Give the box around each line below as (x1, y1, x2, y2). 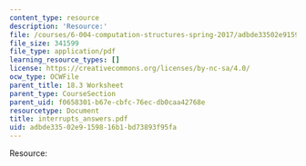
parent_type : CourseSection (9, 89, 117, 98)
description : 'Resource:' (9, 22, 107, 31)
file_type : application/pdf (9, 47, 117, 56)
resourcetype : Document (9, 106, 100, 115)
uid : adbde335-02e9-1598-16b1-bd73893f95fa (9, 123, 178, 132)
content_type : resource (9, 13, 100, 23)
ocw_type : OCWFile (9, 73, 79, 82)
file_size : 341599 (9, 38, 79, 48)
